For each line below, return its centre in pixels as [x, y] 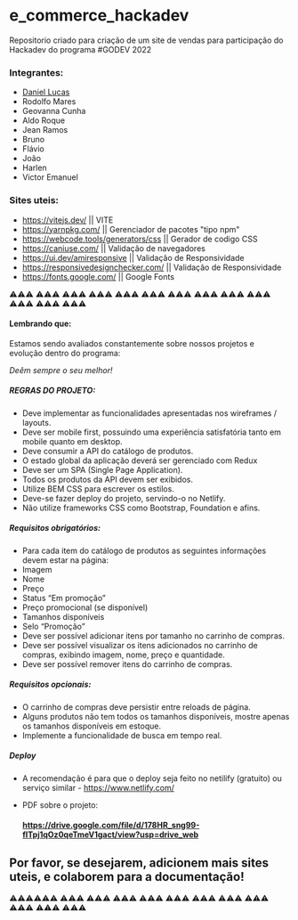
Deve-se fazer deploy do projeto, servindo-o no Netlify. [124, 498]
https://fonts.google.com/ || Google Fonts [98, 276]
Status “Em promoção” [64, 598]
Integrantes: [36, 72]
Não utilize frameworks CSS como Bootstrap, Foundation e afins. [141, 508]
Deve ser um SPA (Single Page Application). [102, 469]
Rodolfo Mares [49, 102]
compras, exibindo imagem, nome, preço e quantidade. [123, 655]
